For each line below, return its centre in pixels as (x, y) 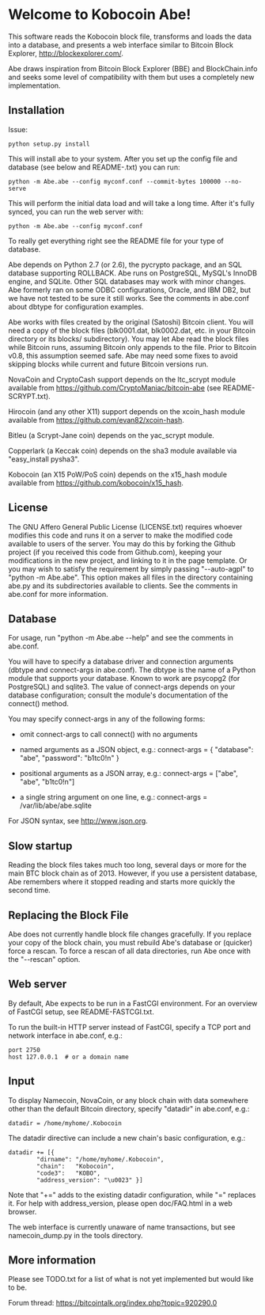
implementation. (34, 86)
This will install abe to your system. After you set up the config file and (123, 158)
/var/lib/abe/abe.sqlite (56, 806)
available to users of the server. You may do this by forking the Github (122, 543)
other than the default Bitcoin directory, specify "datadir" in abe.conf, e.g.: (129, 1108)
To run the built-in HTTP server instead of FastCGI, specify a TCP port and (130, 1027)
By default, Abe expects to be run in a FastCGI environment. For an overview (133, 1003)
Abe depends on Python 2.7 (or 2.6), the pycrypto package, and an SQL (125, 264)
